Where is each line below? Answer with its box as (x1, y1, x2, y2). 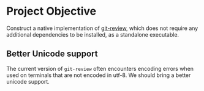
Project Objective (6, 4, 97, 18)
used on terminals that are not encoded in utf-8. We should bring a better (6, 71, 191, 79)
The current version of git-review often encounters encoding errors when (6, 65, 194, 72)
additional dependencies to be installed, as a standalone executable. (6, 31, 179, 38)
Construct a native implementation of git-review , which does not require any (6, 24, 198, 32)
